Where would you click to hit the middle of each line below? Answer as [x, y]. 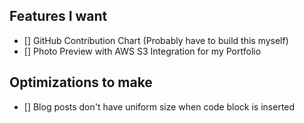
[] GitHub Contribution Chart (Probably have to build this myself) [156, 40]
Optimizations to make [81, 82]
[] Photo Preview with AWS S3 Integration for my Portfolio [142, 51]
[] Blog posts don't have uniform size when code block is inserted [159, 106]
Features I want [58, 16]
